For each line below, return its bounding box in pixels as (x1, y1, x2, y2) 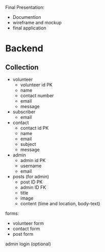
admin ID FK (20, 184, 46, 190)
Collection (5, 63, 39, 72)
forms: (5, 210, 19, 216)
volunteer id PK (20, 82, 52, 88)
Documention (12, 14, 41, 20)
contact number (20, 92, 55, 99)
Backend (5, 43, 43, 54)
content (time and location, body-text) (20, 201, 100, 206)
